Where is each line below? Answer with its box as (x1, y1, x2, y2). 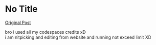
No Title (5, 3, 38, 15)
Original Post (5, 20, 31, 25)
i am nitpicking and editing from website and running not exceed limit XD (5, 34, 152, 40)
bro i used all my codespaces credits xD (5, 29, 86, 35)
